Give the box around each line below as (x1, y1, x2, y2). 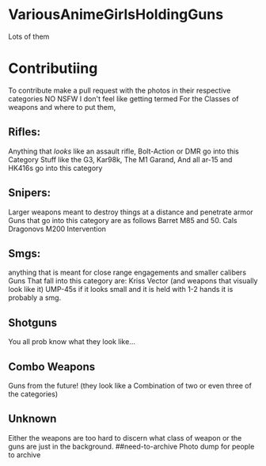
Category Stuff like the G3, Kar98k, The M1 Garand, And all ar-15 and (8, 154, 233, 164)
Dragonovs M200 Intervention (8, 224, 107, 233)
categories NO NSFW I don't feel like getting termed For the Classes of (8, 93, 239, 104)
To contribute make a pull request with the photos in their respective (8, 85, 231, 95)
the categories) (8, 389, 58, 399)
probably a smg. (8, 293, 62, 302)
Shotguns (8, 316, 58, 329)
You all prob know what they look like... (8, 337, 136, 347)
